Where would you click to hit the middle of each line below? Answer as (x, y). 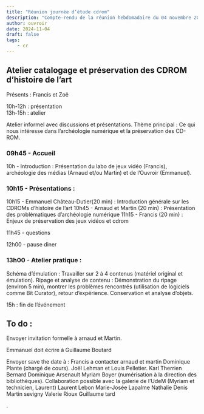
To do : (19, 323)
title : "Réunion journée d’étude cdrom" (58, 12)
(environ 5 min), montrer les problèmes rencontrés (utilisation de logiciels (98, 287)
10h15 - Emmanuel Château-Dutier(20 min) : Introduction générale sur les (98, 202)
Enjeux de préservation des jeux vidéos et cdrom (67, 221)
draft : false (23, 35)
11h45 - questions (28, 233)
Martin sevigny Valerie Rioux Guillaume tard (61, 394)
